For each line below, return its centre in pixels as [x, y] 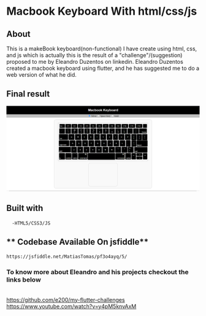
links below [24, 280]
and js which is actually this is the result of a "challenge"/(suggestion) [94, 55]
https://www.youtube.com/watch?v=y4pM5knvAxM [71, 306]
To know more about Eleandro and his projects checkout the [97, 272]
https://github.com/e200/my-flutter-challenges [66, 299]
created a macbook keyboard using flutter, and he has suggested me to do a [103, 68]
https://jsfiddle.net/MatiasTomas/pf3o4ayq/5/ [67, 257]
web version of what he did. [41, 75]
